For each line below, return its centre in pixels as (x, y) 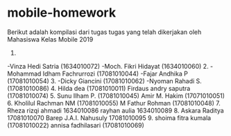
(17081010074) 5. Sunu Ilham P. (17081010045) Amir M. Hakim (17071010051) (116, 96)
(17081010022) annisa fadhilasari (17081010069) (76, 125)
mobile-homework (62, 13)
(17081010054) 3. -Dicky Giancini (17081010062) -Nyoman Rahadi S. (105, 80)
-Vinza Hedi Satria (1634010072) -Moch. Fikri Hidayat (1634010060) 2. (108, 66)
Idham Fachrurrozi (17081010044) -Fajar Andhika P (115, 74)
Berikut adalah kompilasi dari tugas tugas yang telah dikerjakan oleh (104, 32)
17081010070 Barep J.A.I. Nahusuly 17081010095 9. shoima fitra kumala (109, 118)
